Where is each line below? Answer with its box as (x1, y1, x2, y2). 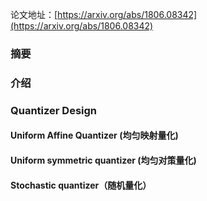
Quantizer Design (10, 103, 98, 117)
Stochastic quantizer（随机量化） (10, 179, 152, 191)
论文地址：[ (10, 9, 58, 20)
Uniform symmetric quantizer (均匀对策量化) (10, 154, 197, 166)
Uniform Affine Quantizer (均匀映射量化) (10, 129, 179, 142)
